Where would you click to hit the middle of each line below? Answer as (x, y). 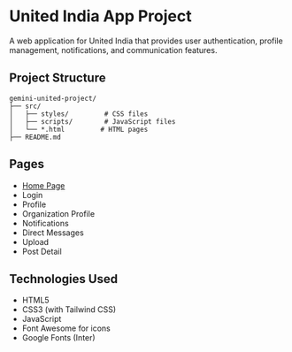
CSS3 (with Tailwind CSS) (69, 310)
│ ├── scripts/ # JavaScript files (92, 121)
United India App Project (100, 16)
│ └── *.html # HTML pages (79, 129)
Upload (35, 241)
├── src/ (25, 106)
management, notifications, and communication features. (113, 50)
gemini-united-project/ (53, 98)
